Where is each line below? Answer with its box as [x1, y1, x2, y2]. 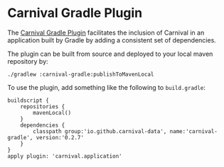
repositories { [20, 103, 65, 110]
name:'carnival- [169, 127, 218, 135]
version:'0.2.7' [36, 134, 84, 141]
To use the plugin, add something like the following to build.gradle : [7, 83, 206, 91]
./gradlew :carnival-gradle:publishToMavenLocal [7, 71, 154, 78]
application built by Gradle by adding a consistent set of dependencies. [7, 35, 217, 44]
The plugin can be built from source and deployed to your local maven [7, 50, 213, 58]
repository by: [7, 57, 48, 65]
